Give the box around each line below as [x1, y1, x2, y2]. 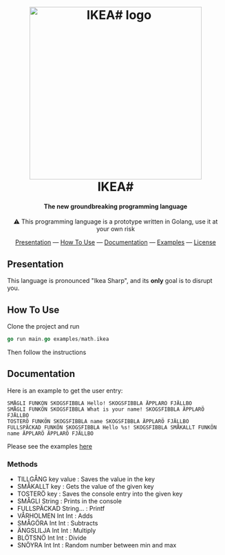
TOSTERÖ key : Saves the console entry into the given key [17, 489, 183, 498]
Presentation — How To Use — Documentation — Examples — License [14, 238, 217, 246]
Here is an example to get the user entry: [7, 386, 123, 395]
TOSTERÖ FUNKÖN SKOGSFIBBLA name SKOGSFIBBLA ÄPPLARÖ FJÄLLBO [7, 418, 189, 425]
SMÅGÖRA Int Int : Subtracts [17, 519, 98, 527]
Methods [7, 459, 38, 469]
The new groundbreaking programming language [43, 202, 188, 211]
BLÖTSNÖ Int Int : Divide [17, 534, 87, 542]
